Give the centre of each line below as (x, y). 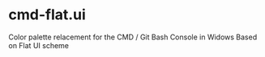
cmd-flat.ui (47, 15)
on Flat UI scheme (39, 45)
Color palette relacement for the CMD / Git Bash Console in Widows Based (133, 37)
